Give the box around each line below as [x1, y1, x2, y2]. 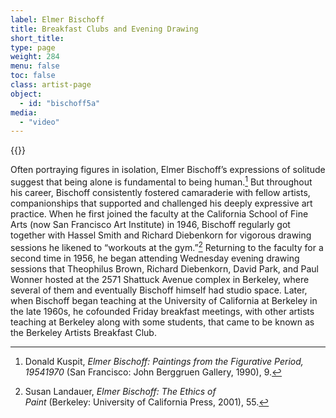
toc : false [10, 71, 56, 81]
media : [10, 107, 38, 118]
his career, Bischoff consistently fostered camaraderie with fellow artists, [10, 186, 311, 198]
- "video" [19, 117, 60, 127]
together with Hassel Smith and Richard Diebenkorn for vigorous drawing [10, 229, 312, 241]
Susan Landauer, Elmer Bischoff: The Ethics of [24, 385, 217, 397]
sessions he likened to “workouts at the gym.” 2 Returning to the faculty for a [10, 239, 324, 253]
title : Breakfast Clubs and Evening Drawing [10, 24, 199, 34]
